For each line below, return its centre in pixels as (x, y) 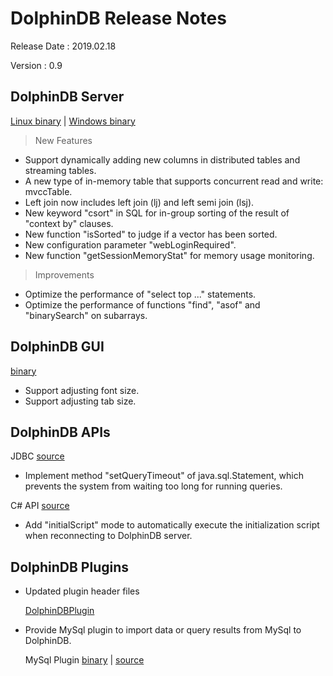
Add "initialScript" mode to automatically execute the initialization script (172, 525)
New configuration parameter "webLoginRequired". (130, 244)
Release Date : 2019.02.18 (63, 46)
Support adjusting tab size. (80, 401)
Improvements (64, 274)
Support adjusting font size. (82, 390)
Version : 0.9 (36, 65)
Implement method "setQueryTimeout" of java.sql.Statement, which (164, 476)
